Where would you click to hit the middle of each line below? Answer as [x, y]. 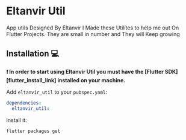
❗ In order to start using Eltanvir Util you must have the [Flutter [85, 72]
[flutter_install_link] [31, 80]
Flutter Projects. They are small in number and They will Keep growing [93, 34]
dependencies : [24, 103]
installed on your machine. [91, 80]
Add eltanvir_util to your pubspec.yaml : [57, 92]
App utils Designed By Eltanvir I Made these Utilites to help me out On [93, 28]
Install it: [17, 120]
